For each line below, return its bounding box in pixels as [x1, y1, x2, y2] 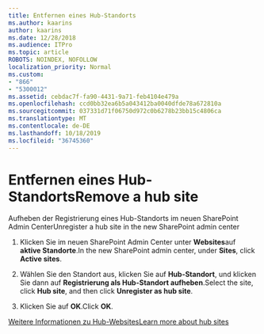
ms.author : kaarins [8, 19, 73, 27]
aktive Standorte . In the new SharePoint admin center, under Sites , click [19, 246, 255, 256]
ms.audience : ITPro [8, 41, 73, 49]
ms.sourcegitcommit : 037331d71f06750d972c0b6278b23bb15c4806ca [8, 108, 222, 116]
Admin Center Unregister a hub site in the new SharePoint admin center [8, 222, 240, 232]
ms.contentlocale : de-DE [8, 122, 90, 130]
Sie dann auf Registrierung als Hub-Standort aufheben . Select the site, [19, 278, 254, 287]
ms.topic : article [8, 48, 69, 56]
